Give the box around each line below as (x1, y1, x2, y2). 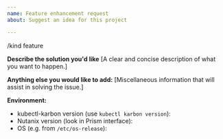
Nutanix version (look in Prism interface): (16, 116, 133, 125)
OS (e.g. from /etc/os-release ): (16, 124, 108, 132)
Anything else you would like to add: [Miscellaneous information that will (7, 75, 215, 83)
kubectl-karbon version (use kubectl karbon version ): (16, 109, 172, 118)
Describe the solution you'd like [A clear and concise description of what (7, 54, 216, 63)
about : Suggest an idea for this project (7, 17, 128, 23)
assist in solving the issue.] (7, 83, 84, 91)
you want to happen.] (7, 62, 67, 70)
